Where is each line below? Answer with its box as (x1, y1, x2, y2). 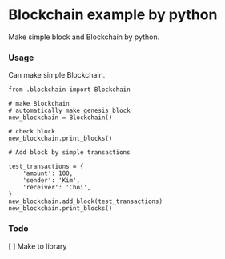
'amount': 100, (22, 169, 74, 177)
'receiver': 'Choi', (22, 184, 91, 192)
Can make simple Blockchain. (8, 70, 106, 80)
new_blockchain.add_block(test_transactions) (8, 197, 163, 205)
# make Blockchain (8, 100, 70, 108)
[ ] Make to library (8, 241, 67, 251)
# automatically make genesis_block (8, 106, 131, 115)
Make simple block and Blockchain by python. (8, 32, 160, 42)
